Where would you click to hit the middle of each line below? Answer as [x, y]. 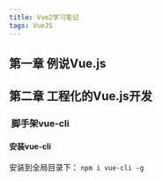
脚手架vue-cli [40, 124]
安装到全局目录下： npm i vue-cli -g [77, 168]
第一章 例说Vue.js [58, 63]
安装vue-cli [30, 146]
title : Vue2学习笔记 [44, 17]
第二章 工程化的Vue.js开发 [81, 97]
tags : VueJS [31, 26]
